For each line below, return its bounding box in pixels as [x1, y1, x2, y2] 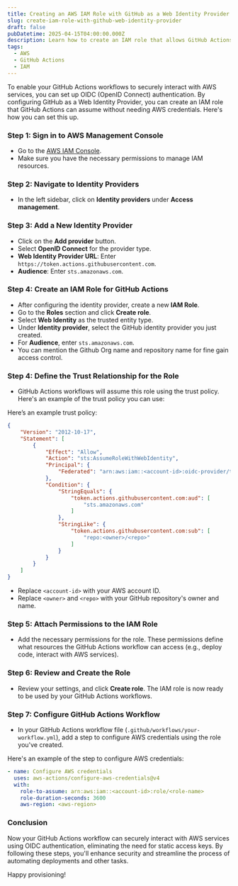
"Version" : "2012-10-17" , [20, 428, 97, 436]
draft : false [7, 23, 46, 30]
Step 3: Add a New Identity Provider [7, 220, 133, 230]
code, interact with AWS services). [17, 650, 119, 659]
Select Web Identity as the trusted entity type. [17, 315, 154, 324]
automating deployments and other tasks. [7, 856, 129, 865]
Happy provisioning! [7, 870, 66, 879]
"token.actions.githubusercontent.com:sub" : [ [70, 527, 211, 535]
